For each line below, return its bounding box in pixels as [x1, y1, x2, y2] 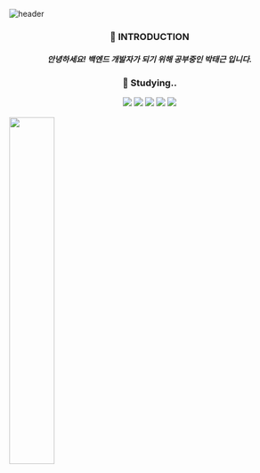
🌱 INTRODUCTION [110, 30, 190, 43]
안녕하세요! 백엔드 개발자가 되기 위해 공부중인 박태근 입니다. [47, 53, 252, 64]
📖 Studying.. [122, 76, 177, 89]
